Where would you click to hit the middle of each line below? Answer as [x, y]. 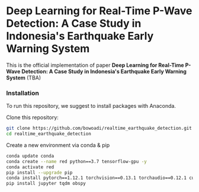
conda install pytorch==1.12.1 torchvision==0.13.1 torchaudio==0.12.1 [96, 178]
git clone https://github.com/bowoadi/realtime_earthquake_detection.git [99, 129]
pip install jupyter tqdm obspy [46, 184]
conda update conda [30, 156]
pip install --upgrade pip [39, 172]
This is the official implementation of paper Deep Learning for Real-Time [95, 65]
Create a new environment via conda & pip [58, 145]
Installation [23, 93]
